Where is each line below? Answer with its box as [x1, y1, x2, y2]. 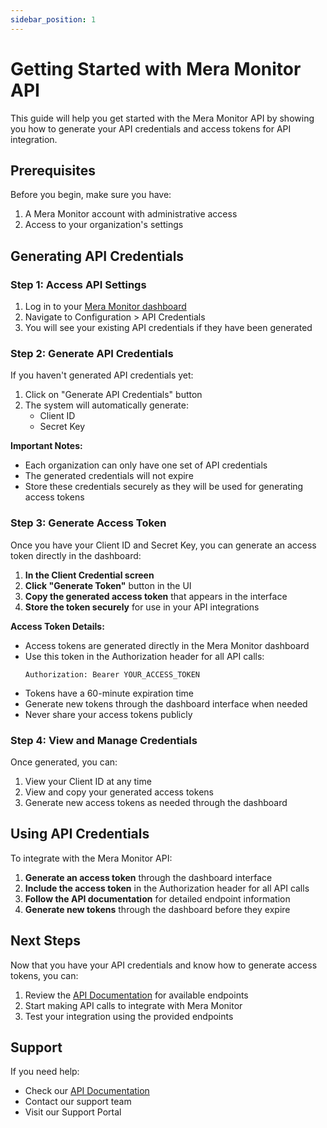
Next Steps [10, 932, 81, 950]
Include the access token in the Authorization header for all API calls [24, 882, 310, 894]
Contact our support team [24, 1096, 132, 1108]
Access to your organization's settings [24, 219, 184, 231]
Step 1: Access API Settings [10, 277, 147, 291]
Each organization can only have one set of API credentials [24, 459, 268, 471]
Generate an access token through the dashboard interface [24, 871, 273, 883]
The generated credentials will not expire [24, 470, 194, 482]
